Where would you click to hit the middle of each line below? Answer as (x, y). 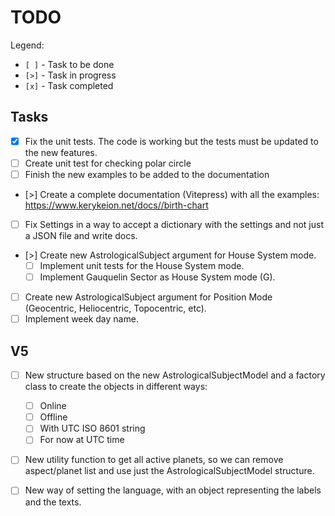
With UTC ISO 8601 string (92, 428)
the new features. (61, 152)
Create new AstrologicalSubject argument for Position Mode (148, 297)
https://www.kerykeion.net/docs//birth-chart (116, 205)
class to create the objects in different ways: (116, 387)
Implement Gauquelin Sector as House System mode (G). (157, 277)
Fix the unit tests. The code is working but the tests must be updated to (171, 141)
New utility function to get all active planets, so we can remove (154, 460)
